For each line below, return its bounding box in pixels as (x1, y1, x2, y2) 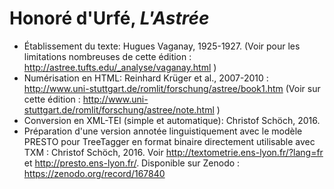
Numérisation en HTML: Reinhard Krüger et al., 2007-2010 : (23, 72, 269, 84)
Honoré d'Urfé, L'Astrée (9, 7, 210, 30)
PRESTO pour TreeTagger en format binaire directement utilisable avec (23, 135, 316, 147)
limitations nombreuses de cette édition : (23, 50, 192, 62)
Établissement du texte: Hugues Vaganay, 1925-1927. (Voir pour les (23, 40, 301, 52)
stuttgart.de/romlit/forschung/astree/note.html (23, 103, 215, 116)
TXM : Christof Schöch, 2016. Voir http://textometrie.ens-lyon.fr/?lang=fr (23, 146, 324, 158)
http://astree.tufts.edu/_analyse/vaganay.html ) (23, 61, 217, 73)
